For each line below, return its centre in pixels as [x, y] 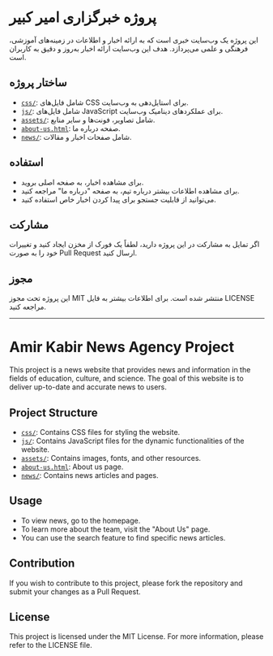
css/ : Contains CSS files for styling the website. [100, 432]
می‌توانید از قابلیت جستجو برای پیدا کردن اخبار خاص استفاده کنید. [119, 199]
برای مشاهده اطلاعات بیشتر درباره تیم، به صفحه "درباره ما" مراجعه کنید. [130, 190]
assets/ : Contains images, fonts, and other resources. [111, 458]
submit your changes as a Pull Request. [75, 591]
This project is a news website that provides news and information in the [130, 370]
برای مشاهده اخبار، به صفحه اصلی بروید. [82, 182]
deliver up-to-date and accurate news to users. [88, 387]
